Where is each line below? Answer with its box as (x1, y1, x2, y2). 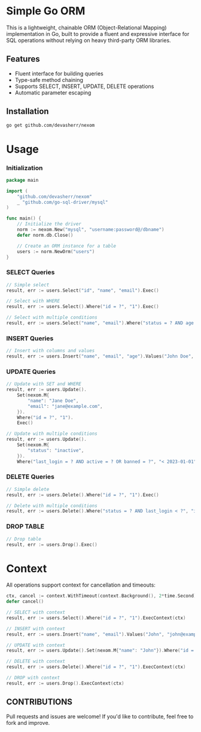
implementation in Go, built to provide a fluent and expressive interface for (6, 30, 190, 37)
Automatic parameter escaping (14, 89, 92, 96)
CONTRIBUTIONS (6, 697, 73, 707)
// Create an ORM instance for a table (17, 243, 117, 249)
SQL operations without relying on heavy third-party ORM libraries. (6, 36, 172, 44)
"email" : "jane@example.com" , (28, 403, 103, 409)
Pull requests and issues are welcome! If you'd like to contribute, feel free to (6, 713, 194, 720)
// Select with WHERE (6, 298, 60, 304)
